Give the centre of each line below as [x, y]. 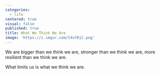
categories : [17, 10]
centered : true [21, 19]
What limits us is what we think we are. [45, 67]
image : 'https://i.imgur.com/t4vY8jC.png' [50, 38]
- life [16, 14]
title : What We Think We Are [35, 33]
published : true [22, 28]
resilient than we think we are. [36, 57]
